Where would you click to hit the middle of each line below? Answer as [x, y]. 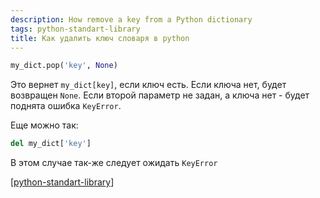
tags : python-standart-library [75, 29]
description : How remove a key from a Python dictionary [131, 19]
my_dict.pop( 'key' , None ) [64, 66]
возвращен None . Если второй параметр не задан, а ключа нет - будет [160, 95]
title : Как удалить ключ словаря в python [100, 38]
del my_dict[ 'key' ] [51, 144]
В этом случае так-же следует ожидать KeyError [114, 163]
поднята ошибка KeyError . [66, 106]
